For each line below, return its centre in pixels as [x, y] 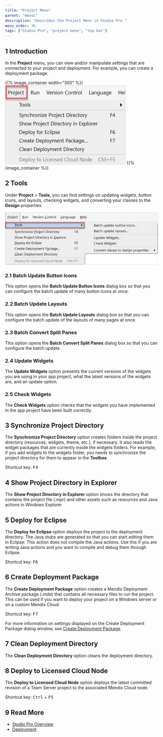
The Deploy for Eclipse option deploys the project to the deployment [74, 532]
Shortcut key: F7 [22, 614]
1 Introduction [26, 51]
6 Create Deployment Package [52, 577]
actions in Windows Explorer [33, 505]
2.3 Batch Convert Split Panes [41, 332]
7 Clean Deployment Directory [52, 644]
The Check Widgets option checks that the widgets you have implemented [80, 405]
